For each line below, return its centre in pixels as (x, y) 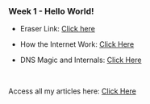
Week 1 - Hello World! (51, 11)
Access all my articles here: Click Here (73, 91)
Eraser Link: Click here (57, 29)
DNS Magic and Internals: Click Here (81, 60)
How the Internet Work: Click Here (77, 44)
